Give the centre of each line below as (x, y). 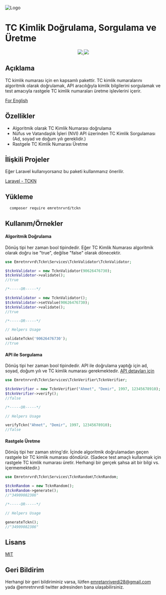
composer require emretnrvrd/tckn (45, 208)
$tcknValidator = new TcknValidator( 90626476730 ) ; (58, 271)
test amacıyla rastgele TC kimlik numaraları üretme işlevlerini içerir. (73, 91)
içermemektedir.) (23, 468)
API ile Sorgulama (24, 354)
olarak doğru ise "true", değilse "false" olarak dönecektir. (63, 253)
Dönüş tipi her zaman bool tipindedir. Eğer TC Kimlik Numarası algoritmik (79, 247)
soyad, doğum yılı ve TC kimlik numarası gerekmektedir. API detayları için (80, 371)
